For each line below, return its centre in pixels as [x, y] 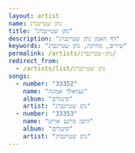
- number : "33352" [47, 83]
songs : [19, 76]
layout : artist [34, 16]
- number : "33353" [47, 114]
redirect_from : [34, 62]
